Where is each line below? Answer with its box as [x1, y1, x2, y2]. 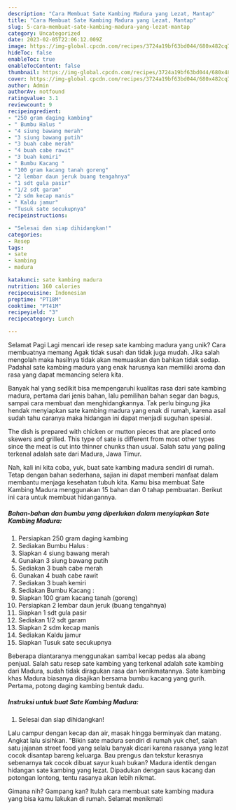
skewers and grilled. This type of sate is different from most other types [8, 435, 215, 443]
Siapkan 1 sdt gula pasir [18, 608, 87, 617]
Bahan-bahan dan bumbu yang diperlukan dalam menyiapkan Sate [8, 509, 209, 517]
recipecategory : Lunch [8, 316, 74, 323]
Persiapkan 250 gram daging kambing [18, 533, 129, 543]
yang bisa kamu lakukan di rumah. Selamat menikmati [8, 794, 163, 802]
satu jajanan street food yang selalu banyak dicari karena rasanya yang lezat [8, 743, 229, 752]
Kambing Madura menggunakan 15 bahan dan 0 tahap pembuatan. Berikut [8, 486, 223, 494]
